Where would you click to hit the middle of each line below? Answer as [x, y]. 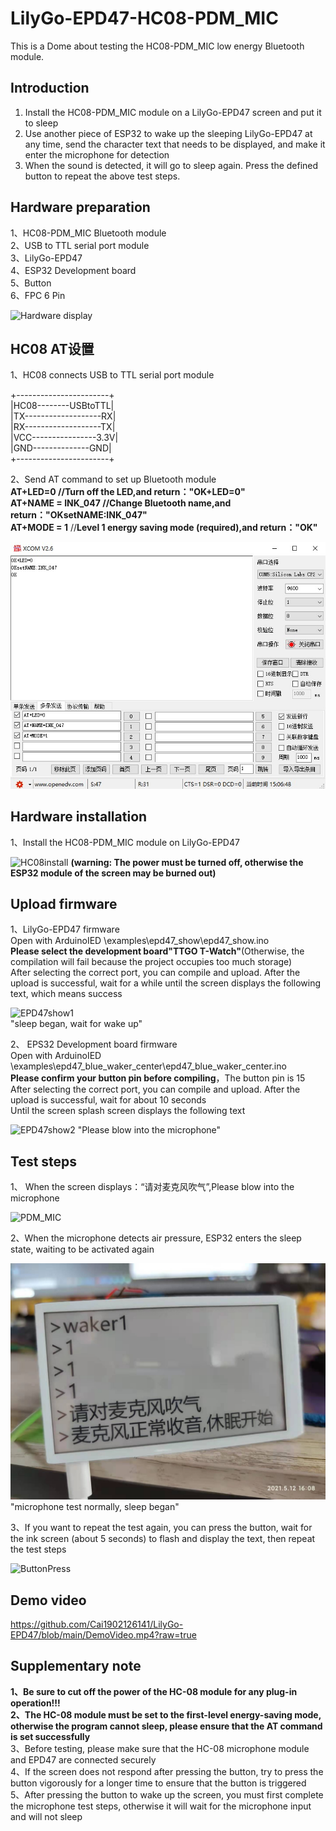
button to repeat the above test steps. [102, 176]
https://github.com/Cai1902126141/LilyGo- [97, 1624]
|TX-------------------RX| [63, 416]
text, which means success [66, 994]
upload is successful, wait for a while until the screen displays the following [165, 983]
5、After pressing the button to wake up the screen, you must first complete [167, 1794]
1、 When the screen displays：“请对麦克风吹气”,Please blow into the [152, 1187]
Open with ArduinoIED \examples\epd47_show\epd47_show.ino [140, 941]
